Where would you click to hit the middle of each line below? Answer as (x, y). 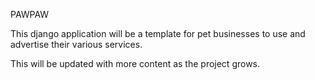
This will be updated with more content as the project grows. (135, 63)
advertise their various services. (76, 44)
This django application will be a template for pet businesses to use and (158, 33)
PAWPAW (30, 14)
